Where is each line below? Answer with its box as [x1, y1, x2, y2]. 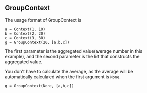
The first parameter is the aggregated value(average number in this [5, 48, 143, 54]
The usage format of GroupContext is [5, 17, 82, 23]
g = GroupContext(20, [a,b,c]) [5, 40, 70, 45]
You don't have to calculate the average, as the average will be [5, 68, 133, 74]
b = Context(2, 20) [5, 31, 46, 36]
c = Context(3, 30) [5, 35, 46, 40]
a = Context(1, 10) [5, 27, 46, 32]
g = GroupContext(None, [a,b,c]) [5, 83, 74, 88]
